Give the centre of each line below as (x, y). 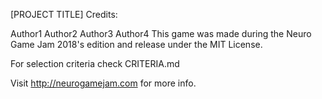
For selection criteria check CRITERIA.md (95, 63)
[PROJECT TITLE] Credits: (64, 14)
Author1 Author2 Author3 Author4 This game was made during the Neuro (161, 33)
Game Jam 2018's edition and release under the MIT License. (136, 44)
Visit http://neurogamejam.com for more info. (103, 83)
